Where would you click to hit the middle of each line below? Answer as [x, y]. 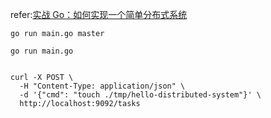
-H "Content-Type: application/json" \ [102, 86]
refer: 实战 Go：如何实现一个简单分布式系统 [99, 14]
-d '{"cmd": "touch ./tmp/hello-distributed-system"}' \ [140, 95]
